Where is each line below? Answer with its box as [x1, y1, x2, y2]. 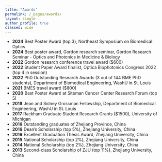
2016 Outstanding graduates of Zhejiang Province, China [12, 121, 126, 127]
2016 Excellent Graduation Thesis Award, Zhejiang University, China [12, 132, 148, 138]
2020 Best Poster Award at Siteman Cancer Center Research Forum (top [12, 90, 158, 96]
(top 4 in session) [12, 70, 48, 75]
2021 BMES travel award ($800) [12, 85, 77, 91]
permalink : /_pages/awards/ [5, 12, 62, 17]
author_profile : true [5, 20, 49, 26]
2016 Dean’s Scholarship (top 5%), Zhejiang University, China [12, 126, 136, 132]
